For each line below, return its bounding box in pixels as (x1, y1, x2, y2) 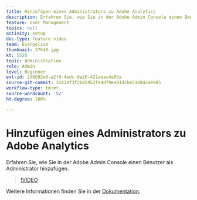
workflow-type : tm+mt (6, 85, 59, 91)
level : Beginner (6, 69, 46, 75)
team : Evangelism (6, 42, 49, 48)
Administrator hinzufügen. (6, 165, 69, 172)
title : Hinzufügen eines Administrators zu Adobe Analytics (6, 8, 157, 15)
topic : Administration (6, 58, 62, 64)
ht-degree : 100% (6, 96, 46, 102)
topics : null (6, 25, 38, 31)
